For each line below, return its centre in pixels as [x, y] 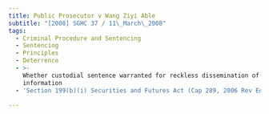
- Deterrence [37, 61]
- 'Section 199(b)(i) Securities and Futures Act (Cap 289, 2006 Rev [134, 90]
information [42, 83]
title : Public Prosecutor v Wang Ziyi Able [82, 16]
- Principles [37, 53]
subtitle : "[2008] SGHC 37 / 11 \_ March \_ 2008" [87, 23]
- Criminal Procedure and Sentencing [78, 38]
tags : [17, 31]
